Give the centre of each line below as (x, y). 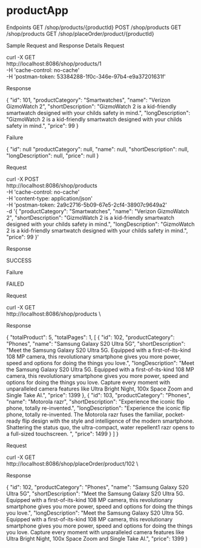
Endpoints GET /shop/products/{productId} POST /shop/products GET (94, 27)
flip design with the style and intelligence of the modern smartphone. (108, 421)
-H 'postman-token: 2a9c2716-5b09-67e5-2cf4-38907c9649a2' (87, 205)
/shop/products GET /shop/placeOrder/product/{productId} (80, 33)
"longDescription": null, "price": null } (53, 156)
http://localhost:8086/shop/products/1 (54, 64)
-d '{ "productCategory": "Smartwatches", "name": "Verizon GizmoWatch (98, 211)
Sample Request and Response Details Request (65, 45)
